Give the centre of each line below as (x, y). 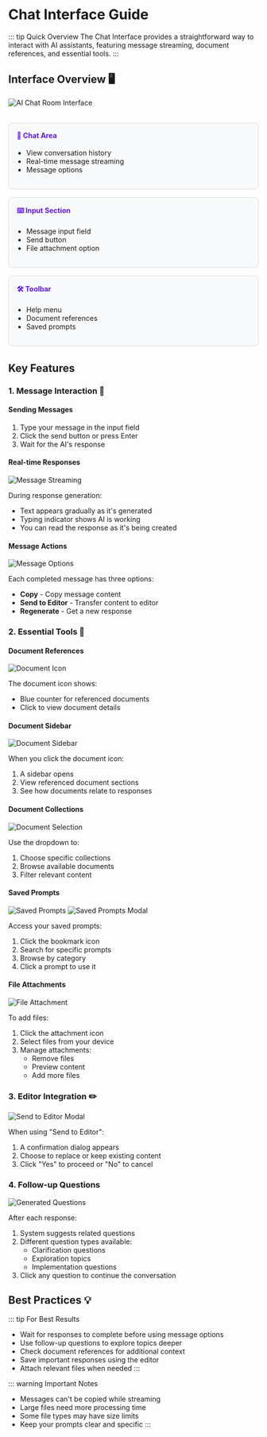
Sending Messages (41, 410)
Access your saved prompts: (55, 925)
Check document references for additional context (102, 1351)
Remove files (53, 1059)
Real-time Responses (44, 462)
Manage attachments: (55, 1050)
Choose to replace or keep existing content (90, 1156)
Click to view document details (70, 708)
